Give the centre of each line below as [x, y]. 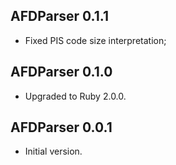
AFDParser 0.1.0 [61, 72]
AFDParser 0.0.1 [61, 127]
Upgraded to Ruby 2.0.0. [75, 96]
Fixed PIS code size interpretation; [95, 40]
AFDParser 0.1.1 [59, 16]
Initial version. [53, 151]
